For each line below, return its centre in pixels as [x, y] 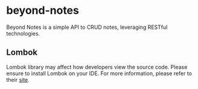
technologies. [23, 33]
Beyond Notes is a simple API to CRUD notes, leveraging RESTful [87, 27]
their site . [18, 79]
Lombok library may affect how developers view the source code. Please [97, 67]
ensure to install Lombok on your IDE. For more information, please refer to [99, 73]
